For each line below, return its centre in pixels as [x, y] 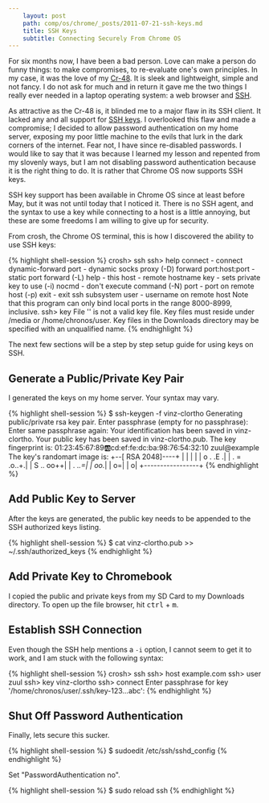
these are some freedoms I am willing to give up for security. [108, 221]
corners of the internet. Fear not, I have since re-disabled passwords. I [125, 145]
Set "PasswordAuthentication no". [64, 775]
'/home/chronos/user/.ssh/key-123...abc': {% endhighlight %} [110, 690]
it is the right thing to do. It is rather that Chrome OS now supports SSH [126, 171]
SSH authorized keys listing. [55, 527]
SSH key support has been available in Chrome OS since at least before [126, 195]
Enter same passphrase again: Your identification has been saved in [120, 431]
